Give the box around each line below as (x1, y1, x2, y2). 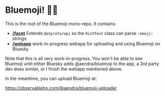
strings (12, 35, 27, 41)
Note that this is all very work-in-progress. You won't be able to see (5, 55, 143, 61)
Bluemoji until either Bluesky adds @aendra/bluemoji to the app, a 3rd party (5, 61, 160, 66)
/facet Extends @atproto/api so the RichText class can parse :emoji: (12, 30, 153, 36)
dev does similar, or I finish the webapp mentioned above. (5, 66, 123, 72)
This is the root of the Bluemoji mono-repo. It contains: (5, 21, 117, 27)
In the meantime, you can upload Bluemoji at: (5, 75, 97, 81)
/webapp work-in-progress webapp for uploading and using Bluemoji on (12, 40, 161, 46)
